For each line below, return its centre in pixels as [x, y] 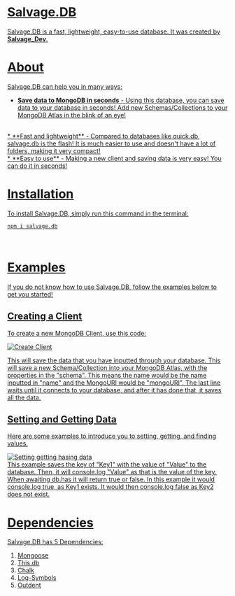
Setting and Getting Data [62, 419]
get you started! [30, 294]
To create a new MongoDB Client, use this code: [77, 333]
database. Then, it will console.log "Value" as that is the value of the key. [112, 472]
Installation [41, 194]
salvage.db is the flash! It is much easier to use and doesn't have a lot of [112, 143]
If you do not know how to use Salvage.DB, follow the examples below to [112, 287]
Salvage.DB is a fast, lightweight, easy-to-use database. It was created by [114, 31]
